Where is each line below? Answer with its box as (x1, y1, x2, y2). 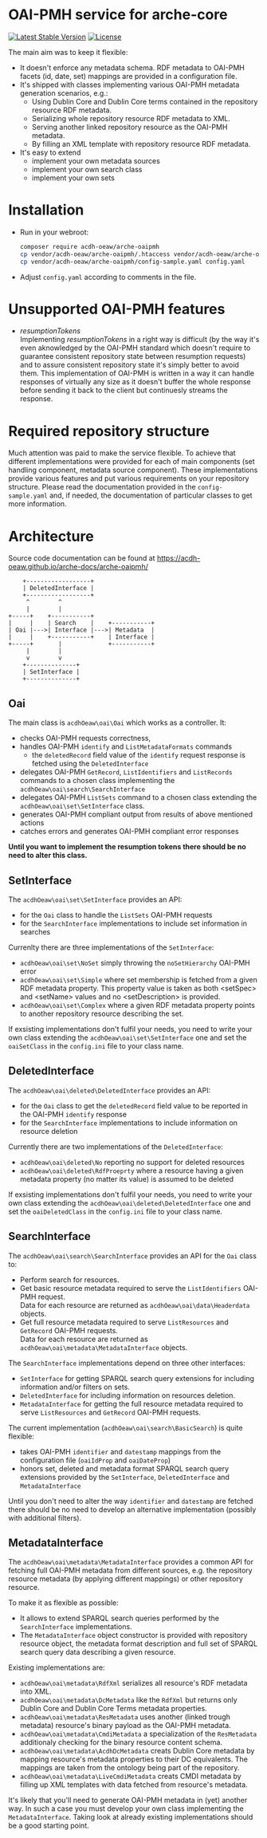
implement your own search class (31, 164, 143, 174)
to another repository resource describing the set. (19, 1009, 184, 1018)
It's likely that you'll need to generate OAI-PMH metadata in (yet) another (8, 1796, 248, 1805)
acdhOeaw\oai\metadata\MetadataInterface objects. (19, 1342, 188, 1352)
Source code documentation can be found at (8, 553, 155, 563)
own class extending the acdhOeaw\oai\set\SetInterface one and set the (8, 1033, 247, 1042)
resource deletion (19, 1126, 78, 1135)
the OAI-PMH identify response (19, 1109, 128, 1119)
